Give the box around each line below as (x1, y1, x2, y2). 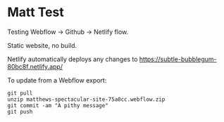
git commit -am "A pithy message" (7, 102, 109, 109)
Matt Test (7, 4, 65, 20)
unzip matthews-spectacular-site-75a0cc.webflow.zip (7, 96, 166, 103)
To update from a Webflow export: (7, 75, 107, 85)
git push (7, 108, 33, 115)
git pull (7, 90, 33, 97)
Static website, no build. (7, 41, 77, 49)
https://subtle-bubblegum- (139, 54, 217, 63)
